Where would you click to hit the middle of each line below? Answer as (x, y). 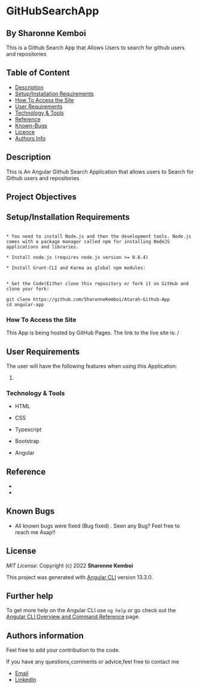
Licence (25, 132)
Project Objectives (41, 197)
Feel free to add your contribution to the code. (63, 650)
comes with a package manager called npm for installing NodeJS (88, 241)
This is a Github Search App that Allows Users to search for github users (96, 47)
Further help (30, 596)
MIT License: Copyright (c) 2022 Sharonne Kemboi (70, 565)
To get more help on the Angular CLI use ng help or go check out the (91, 610)
